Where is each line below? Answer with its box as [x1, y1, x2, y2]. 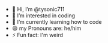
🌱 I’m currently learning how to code [11, 19, 102, 25]
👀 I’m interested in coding [11, 12, 76, 19]
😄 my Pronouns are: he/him [11, 24, 82, 32]
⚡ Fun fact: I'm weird [11, 32, 64, 38]
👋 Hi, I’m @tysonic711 [11, 6, 65, 13]
